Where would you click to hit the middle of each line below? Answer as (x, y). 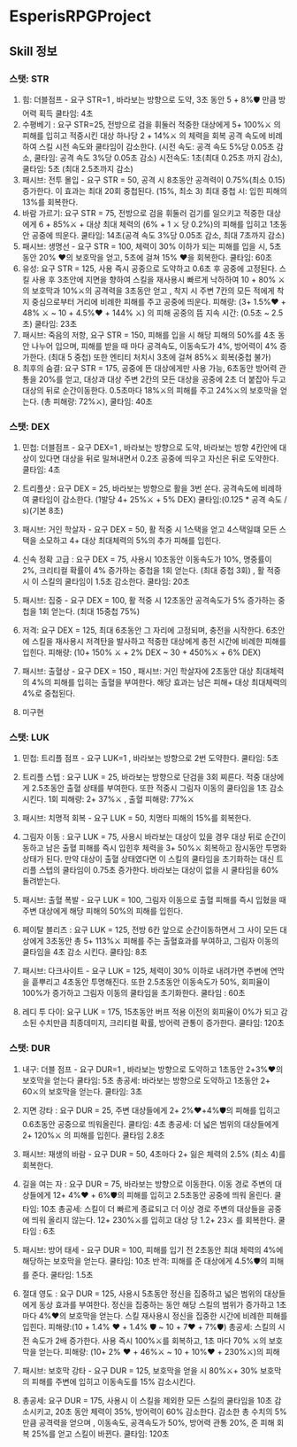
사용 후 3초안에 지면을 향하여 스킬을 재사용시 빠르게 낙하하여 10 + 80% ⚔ (158, 279)
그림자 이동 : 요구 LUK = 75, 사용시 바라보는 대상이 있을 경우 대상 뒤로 (142, 837)
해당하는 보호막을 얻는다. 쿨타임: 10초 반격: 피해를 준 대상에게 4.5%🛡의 (145, 1261)
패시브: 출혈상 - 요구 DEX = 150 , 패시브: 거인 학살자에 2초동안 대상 (137, 672)
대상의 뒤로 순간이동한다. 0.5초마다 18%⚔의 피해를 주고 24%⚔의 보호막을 (150, 390)
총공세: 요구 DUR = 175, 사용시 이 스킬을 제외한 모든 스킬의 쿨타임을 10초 (147, 1400)
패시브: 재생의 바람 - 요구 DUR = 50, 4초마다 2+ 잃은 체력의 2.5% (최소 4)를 (154, 1154)
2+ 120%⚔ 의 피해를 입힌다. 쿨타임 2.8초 (93, 1135)
